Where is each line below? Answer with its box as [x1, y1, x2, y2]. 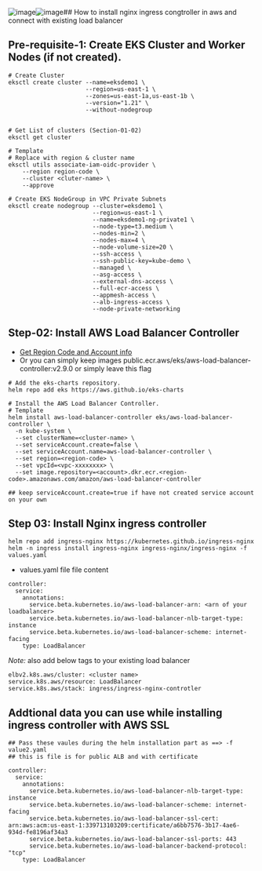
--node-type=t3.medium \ [92, 222, 174, 231]
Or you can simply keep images [19, 355, 122, 365]
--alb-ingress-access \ [92, 298, 170, 306]
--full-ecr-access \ [92, 284, 159, 292]
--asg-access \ [92, 271, 143, 279]
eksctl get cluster [8, 133, 72, 141]
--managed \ [92, 264, 132, 272]
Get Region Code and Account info [19, 347, 133, 356]
